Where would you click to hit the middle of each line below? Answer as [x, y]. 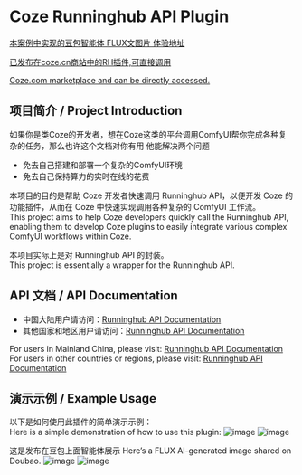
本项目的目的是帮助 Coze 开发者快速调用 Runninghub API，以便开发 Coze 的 [151, 195]
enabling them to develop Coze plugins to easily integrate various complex [148, 226]
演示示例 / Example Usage [83, 399]
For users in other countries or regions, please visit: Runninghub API [137, 358]
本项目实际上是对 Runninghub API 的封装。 [89, 254]
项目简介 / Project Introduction [96, 111]
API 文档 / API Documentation [94, 296]
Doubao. [25, 461]
